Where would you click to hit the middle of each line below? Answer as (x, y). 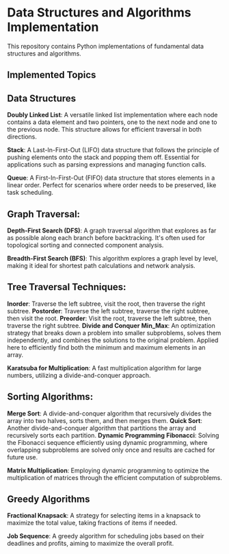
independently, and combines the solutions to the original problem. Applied (113, 340)
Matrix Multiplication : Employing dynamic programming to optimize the (108, 470)
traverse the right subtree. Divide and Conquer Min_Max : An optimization (111, 325)
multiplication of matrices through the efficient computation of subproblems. (114, 477)
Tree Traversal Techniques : (67, 287)
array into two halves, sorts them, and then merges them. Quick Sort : (105, 420)
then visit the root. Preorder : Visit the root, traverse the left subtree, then (109, 318)
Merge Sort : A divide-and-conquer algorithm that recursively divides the (109, 413)
